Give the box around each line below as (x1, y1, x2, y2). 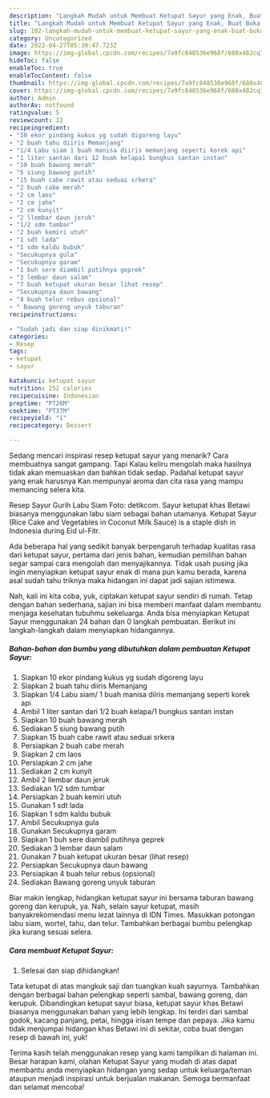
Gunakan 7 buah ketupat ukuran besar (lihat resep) (20, 851, 189, 861)
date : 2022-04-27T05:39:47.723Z (9, 42, 117, 50)
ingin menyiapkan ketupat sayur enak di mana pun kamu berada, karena (9, 567, 247, 577)
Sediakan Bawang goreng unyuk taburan (20, 877, 155, 887)
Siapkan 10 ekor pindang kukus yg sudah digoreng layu (20, 672, 204, 682)
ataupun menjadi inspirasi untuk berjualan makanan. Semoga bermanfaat (9, 1073, 251, 1083)
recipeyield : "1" (9, 414, 67, 422)
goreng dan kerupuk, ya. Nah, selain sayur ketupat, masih (9, 901, 199, 911)
